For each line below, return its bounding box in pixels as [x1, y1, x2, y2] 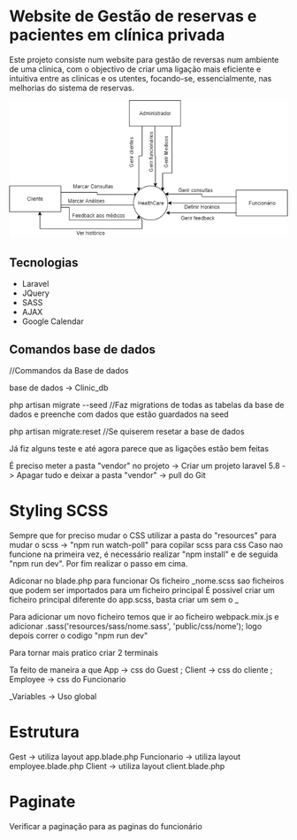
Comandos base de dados [9, 342, 156, 357]
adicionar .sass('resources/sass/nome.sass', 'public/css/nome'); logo [9, 621, 263, 632]
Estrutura [9, 722, 80, 743]
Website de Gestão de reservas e [9, 6, 257, 27]
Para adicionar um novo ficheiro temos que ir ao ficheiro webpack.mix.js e [9, 612, 279, 622]
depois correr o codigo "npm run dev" [9, 630, 148, 641]
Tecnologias [9, 255, 79, 270]
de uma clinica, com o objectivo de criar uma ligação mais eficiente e [9, 64, 262, 74]
